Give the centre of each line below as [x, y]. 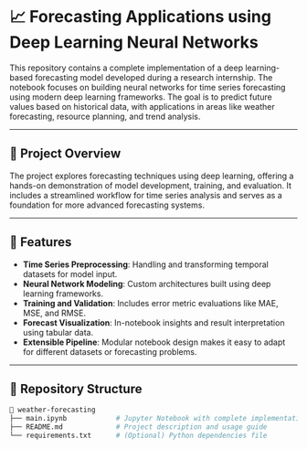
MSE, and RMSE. [54, 313]
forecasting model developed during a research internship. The [154, 77]
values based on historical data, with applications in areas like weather [143, 106]
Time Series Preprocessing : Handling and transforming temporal [146, 264]
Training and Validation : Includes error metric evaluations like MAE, [150, 303]
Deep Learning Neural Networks [134, 43]
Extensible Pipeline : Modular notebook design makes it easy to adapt [154, 342]
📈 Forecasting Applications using [141, 17]
